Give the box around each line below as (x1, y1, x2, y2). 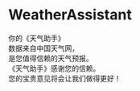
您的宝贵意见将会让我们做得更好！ (8, 73, 121, 83)
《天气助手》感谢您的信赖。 (8, 63, 101, 73)
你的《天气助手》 (8, 33, 65, 43)
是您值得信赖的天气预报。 (8, 53, 93, 63)
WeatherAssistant (8, 6, 133, 24)
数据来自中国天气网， (8, 43, 79, 53)
